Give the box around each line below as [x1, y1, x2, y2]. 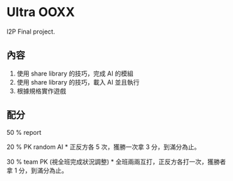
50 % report [6, 128, 41, 136]
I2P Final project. [6, 27, 55, 36]
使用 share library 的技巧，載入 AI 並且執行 [16, 78, 140, 86]
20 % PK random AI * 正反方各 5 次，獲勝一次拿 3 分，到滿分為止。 [6, 143, 201, 151]
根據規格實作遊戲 [16, 87, 66, 95]
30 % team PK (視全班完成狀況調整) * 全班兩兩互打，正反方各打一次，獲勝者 [6, 157, 227, 166]
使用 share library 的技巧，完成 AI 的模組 [16, 69, 134, 78]
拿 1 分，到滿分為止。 [6, 166, 68, 175]
